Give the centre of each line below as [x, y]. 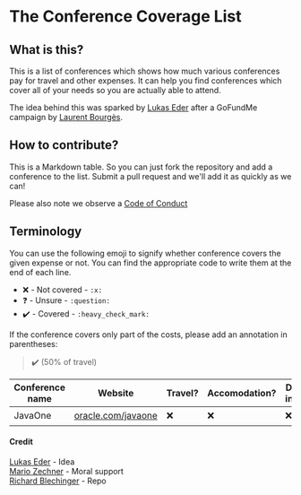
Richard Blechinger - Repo [58, 481]
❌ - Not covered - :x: [62, 290]
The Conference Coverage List [125, 17]
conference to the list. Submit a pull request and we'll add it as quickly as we [150, 176]
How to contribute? [64, 145]
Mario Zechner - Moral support [66, 471]
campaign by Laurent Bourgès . [66, 117]
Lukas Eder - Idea [42, 461]
